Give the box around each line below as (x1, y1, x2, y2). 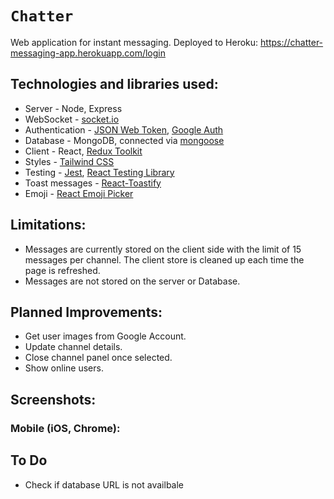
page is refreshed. (24, 264, 101, 276)
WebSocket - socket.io (24, 113, 120, 125)
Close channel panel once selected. (24, 352, 173, 364)
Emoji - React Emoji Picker (24, 187, 134, 199)
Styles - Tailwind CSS (24, 155, 115, 167)
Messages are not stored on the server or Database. (24, 275, 241, 287)
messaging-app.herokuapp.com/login (10, 47, 166, 59)
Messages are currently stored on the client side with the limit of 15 (24, 243, 302, 255)
